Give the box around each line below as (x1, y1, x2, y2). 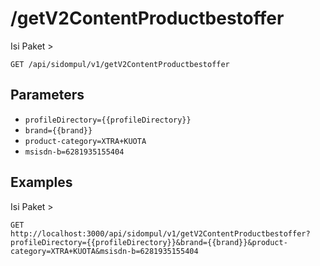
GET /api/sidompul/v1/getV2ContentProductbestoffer (10, 59, 230, 69)
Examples (10, 174, 73, 191)
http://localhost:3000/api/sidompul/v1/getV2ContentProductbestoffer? (10, 228, 311, 239)
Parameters (10, 87, 85, 104)
